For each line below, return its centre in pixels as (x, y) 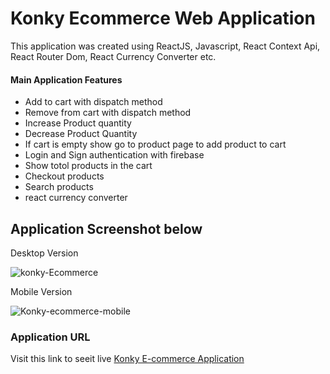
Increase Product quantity (78, 123)
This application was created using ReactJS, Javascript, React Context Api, (165, 46)
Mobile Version (41, 291)
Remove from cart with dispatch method (108, 113)
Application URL (50, 337)
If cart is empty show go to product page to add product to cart (155, 144)
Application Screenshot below (106, 228)
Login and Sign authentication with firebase (114, 155)
